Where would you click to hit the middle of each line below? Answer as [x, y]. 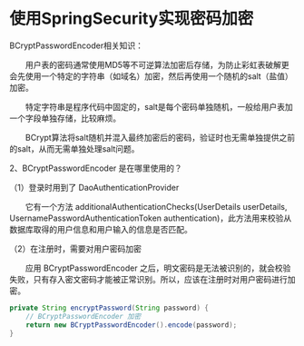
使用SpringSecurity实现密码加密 [132, 19]
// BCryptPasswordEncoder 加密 [83, 316]
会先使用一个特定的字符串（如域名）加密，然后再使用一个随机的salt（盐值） [151, 76]
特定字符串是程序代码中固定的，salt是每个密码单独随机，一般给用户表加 [159, 106]
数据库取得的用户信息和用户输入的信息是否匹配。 [101, 229]
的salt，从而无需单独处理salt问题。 [74, 148]
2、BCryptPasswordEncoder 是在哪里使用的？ [96, 168]
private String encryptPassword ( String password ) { [109, 308]
